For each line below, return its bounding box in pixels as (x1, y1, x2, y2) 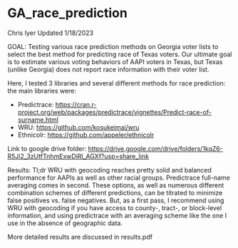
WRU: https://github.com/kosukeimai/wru (17, 123, 140, 131)
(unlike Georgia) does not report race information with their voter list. (7, 65, 209, 73)
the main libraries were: (7, 86, 77, 95)
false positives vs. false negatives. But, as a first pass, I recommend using (7, 196, 224, 205)
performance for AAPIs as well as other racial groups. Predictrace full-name (7, 173, 230, 182)
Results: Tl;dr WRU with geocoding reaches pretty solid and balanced (7, 165, 212, 174)
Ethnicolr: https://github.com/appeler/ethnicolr (17, 130, 155, 139)
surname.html (17, 115, 59, 124)
